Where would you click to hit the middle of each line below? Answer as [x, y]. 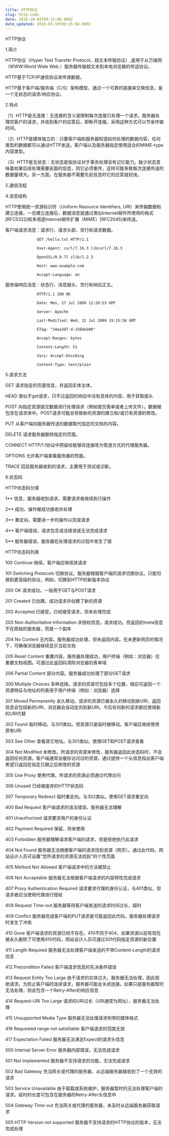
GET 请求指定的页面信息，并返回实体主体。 [50, 385]
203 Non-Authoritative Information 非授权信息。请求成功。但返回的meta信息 [84, 622]
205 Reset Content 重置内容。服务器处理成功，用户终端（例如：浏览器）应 [82, 657]
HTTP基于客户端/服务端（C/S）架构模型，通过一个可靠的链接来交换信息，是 [84, 88]
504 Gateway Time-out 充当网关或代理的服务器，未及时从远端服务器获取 [80, 1105]
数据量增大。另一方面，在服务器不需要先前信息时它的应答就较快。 [73, 175]
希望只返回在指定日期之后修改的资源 [43, 765]
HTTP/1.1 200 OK [54, 294]
